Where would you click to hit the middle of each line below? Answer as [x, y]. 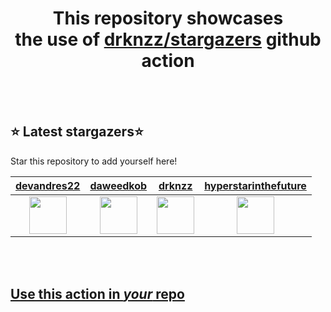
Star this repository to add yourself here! [94, 161]
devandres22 [48, 185]
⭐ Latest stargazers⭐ [77, 132]
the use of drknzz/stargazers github [168, 39]
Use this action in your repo [97, 294]
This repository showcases [168, 18]
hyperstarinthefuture [255, 185]
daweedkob [118, 185]
